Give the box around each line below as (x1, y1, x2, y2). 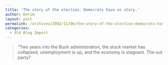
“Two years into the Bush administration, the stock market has (17, 44, 145, 50)
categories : (5, 26, 30, 31)
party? (17, 55, 31, 60)
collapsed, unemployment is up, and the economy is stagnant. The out (17, 49, 162, 55)
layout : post (5, 16, 32, 21)
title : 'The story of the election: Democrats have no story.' (5, 7, 140, 12)
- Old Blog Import (9, 30, 48, 35)
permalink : (5, 21, 28, 26)
